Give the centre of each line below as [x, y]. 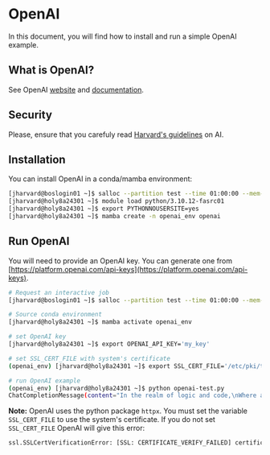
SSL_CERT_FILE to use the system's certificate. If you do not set [112, 420]
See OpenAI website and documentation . [76, 89]
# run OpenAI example [45, 381]
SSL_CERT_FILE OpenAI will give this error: [77, 428]
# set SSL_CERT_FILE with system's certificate [90, 358]
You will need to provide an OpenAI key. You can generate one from [121, 261]
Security [30, 115]
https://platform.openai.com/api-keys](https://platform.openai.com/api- [129, 269]
